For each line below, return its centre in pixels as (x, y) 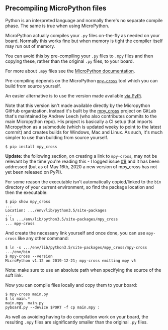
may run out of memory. (30, 46)
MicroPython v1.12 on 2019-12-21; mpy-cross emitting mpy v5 (71, 261)
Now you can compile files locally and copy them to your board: (71, 285)
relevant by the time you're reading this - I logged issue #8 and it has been (82, 161)
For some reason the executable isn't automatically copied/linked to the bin (83, 182)
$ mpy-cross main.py (27, 294)
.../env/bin (18, 252)
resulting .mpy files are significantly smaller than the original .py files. (77, 322)
